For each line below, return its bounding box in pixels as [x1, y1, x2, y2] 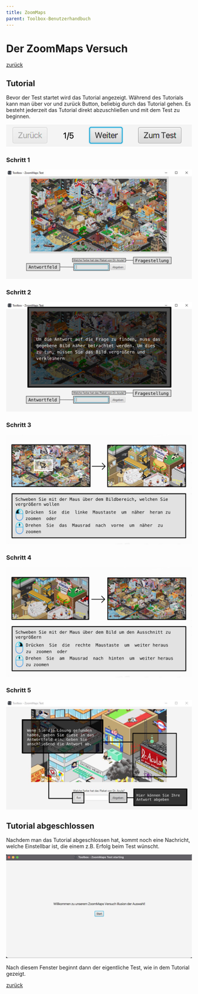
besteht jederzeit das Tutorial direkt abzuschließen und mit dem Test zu [6, 107, 180, 114]
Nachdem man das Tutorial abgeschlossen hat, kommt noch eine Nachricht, [6, 837, 190, 844]
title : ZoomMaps [6, 9, 46, 15]
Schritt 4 [6, 554, 32, 562]
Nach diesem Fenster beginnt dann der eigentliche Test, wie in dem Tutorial [6, 964, 190, 971]
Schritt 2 [6, 288, 31, 297]
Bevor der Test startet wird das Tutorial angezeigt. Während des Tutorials [6, 94, 184, 101]
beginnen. [6, 113, 31, 120]
